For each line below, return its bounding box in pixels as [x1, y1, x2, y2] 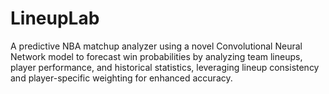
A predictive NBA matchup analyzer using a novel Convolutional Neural [10, 40, 303, 52]
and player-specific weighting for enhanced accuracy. [10, 72, 233, 84]
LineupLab [10, 7, 100, 30]
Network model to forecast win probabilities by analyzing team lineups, [10, 50, 303, 62]
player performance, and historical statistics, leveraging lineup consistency [10, 61, 320, 73]
